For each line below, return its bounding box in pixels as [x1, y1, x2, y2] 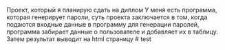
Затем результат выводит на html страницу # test [6, 35, 152, 43]
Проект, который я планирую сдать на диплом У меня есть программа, [6, 6, 217, 14]
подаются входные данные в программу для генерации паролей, [6, 21, 200, 28]
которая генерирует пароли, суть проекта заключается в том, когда [6, 13, 208, 21]
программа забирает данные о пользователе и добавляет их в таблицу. [6, 27, 218, 36]
